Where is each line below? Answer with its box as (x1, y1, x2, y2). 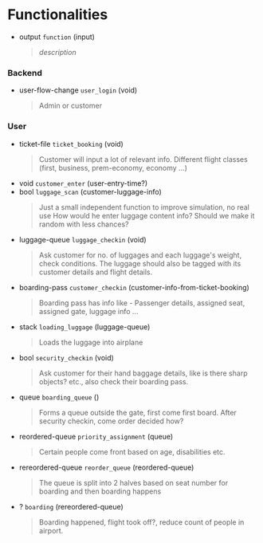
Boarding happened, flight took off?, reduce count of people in (38, 517, 245, 527)
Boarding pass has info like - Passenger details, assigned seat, (38, 297, 245, 308)
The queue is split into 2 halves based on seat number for (38, 478, 229, 487)
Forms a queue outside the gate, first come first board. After (38, 407, 237, 417)
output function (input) (18, 32, 95, 41)
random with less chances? (38, 219, 129, 229)
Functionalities (7, 6, 108, 24)
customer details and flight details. (38, 267, 153, 277)
